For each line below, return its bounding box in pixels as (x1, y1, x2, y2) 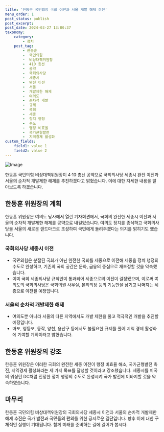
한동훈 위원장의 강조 (5, 347, 62, 356)
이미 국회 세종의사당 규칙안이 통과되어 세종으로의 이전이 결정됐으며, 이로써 (12, 275, 154, 281)
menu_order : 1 (5, 12, 34, 17)
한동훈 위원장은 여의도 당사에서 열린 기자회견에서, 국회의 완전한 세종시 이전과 (5, 213, 152, 219)
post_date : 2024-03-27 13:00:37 (5, 25, 71, 30)
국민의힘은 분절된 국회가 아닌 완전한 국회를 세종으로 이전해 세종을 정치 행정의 (12, 257, 159, 263)
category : (14, 35, 34, 40)
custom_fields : (5, 139, 36, 144)
